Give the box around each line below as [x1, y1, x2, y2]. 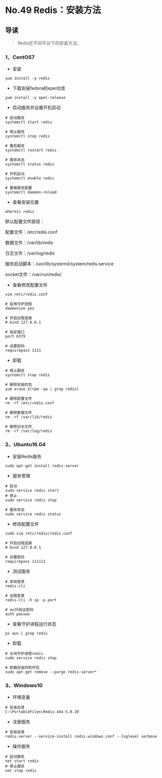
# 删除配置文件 [5, 396, 32, 401]
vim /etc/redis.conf [5, 292, 48, 297]
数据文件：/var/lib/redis [5, 240, 53, 246]
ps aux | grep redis [5, 631, 48, 636]
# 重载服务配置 [5, 185, 32, 191]
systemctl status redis [5, 162, 55, 167]
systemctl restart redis [5, 148, 57, 153]
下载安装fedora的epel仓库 [12, 85, 66, 91]
